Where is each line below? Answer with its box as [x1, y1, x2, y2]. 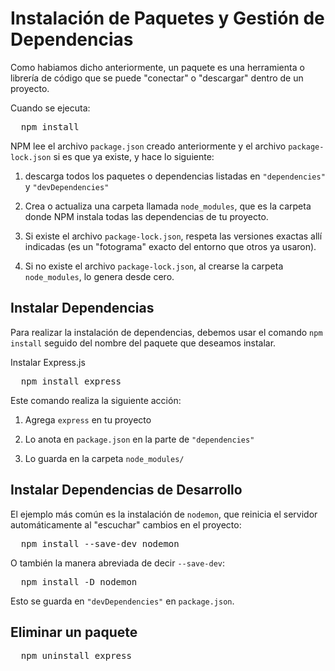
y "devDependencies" [24, 180, 110, 192]
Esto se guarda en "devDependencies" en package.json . [10, 595, 235, 607]
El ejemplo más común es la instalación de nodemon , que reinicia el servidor [10, 508, 318, 520]
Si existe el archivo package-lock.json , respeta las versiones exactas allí [24, 230, 323, 242]
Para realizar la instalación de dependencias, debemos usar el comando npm [10, 326, 323, 338]
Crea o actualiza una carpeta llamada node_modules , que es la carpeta [24, 200, 312, 212]
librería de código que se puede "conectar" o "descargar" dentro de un [10, 72, 304, 84]
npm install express [20, 375, 122, 387]
